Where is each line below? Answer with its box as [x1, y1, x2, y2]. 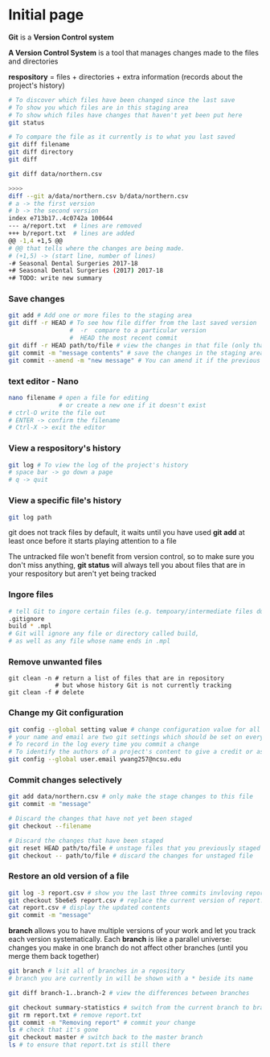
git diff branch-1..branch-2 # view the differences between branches [8, 989, 250, 997]
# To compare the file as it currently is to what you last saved [8, 133, 235, 142]
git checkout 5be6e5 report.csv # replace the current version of [8, 896, 235, 904]
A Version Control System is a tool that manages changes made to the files [8, 47, 260, 57]
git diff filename [8, 141, 70, 149]
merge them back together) [8, 952, 100, 961]
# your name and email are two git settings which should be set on [8, 733, 243, 741]
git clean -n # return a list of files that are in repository [8, 674, 225, 683]
